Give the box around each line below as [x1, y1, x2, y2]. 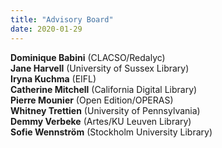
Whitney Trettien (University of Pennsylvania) [10, 104, 201, 116]
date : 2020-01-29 [10, 24, 83, 34]
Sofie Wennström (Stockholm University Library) [10, 126, 213, 138]
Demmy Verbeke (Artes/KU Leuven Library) [10, 115, 192, 127]
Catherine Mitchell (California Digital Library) [10, 83, 198, 95]
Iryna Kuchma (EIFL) [10, 72, 97, 85]
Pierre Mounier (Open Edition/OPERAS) [10, 94, 174, 106]
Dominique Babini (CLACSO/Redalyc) [10, 51, 166, 63]
